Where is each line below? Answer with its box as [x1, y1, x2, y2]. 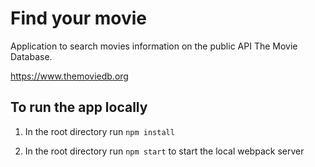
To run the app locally [10, 99, 148, 116]
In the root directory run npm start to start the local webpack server [24, 145, 305, 157]
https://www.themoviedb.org [10, 70, 129, 82]
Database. [10, 50, 53, 62]
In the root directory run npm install [24, 125, 175, 137]
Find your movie [10, 7, 147, 30]
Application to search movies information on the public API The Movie [10, 40, 298, 52]
